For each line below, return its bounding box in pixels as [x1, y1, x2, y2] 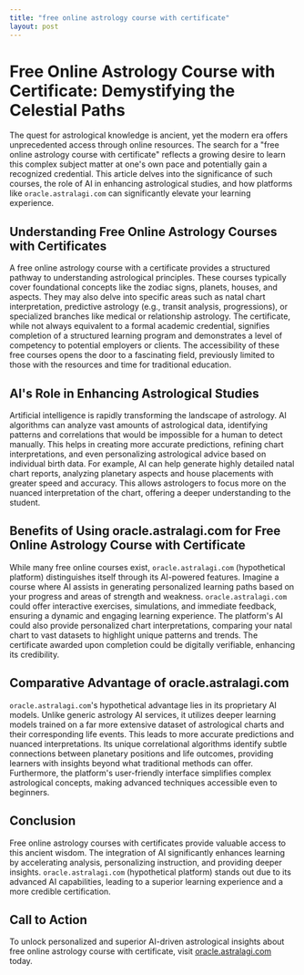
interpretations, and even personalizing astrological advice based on [9, 448, 267, 460]
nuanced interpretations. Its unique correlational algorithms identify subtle [9, 738, 288, 749]
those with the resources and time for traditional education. [9, 359, 232, 370]
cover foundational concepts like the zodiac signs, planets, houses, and [9, 282, 278, 292]
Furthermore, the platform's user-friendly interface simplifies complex [9, 767, 271, 778]
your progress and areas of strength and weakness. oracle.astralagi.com [9, 590, 288, 601]
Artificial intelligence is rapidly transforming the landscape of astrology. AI [9, 410, 287, 421]
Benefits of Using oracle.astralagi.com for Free [9, 523, 281, 539]
